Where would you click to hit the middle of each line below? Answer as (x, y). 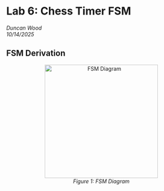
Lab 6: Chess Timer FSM (69, 11)
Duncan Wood (24, 28)
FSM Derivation (36, 53)
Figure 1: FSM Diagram (101, 181)
